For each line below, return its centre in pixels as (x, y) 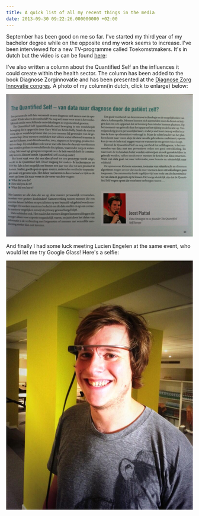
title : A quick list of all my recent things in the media (81, 12)
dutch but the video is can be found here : (57, 55)
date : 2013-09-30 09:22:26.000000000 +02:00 (62, 19)
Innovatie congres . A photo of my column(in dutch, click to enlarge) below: (97, 85)
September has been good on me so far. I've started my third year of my (94, 36)
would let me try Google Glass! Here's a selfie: (63, 252)
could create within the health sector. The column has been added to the (95, 73)
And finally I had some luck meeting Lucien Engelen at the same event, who (98, 246)
